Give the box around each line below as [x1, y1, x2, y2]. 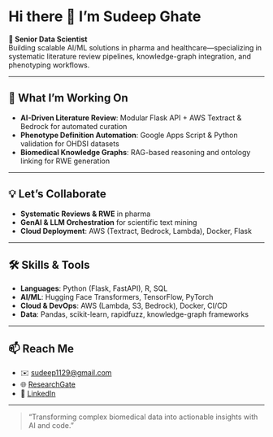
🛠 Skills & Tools [8, 257, 91, 271]
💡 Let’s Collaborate [8, 187, 107, 201]
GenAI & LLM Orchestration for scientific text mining [19, 217, 197, 227]
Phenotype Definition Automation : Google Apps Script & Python [19, 130, 238, 140]
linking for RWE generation [19, 156, 110, 166]
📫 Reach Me [8, 341, 75, 356]
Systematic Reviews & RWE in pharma [19, 209, 151, 218]
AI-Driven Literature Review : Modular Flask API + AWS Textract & [19, 113, 242, 123]
